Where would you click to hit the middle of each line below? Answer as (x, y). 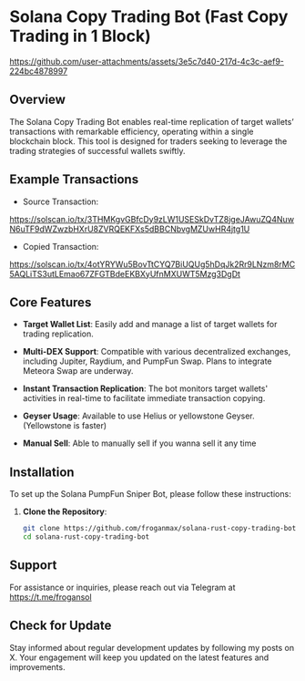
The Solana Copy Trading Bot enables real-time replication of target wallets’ (152, 121)
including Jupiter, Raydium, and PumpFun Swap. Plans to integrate (147, 361)
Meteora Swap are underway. (78, 371)
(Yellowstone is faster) (65, 426)
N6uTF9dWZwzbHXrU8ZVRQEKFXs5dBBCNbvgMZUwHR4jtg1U (130, 229)
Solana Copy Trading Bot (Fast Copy (149, 17)
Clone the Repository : (65, 511)
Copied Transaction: (61, 246)
